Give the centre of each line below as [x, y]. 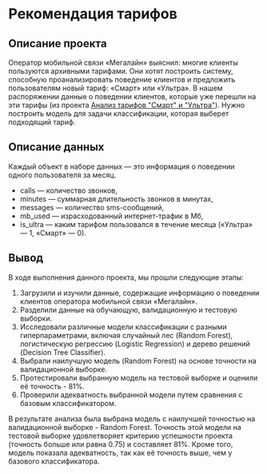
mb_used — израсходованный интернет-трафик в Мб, [112, 216]
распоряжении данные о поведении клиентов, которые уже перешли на [132, 96]
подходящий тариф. [42, 122]
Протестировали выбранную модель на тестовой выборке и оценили [139, 377]
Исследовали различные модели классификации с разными [123, 327]
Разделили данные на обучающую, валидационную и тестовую [128, 309]
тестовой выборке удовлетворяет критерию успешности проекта [121, 436]
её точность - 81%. [52, 386]
